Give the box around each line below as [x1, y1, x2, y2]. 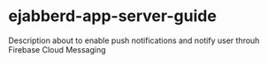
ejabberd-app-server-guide [8, 6, 218, 26]
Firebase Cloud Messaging [8, 44, 106, 54]
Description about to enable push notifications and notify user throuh [8, 35, 260, 46]
